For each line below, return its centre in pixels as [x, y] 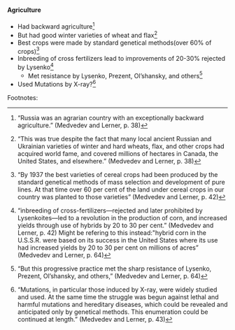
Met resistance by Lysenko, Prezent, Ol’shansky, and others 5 [115, 75]
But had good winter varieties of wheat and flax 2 [87, 34]
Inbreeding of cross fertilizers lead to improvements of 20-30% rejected [121, 59]
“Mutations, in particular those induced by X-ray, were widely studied [117, 289]
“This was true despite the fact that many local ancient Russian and [114, 139]
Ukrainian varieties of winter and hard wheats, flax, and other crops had [121, 146]
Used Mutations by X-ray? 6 [57, 84]
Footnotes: [23, 98]
